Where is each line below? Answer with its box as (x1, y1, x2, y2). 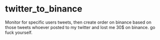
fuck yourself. (5, 29, 32, 35)
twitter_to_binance (5, 3, 82, 14)
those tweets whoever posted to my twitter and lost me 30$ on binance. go (5, 24, 156, 30)
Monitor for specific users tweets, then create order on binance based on (5, 19, 152, 25)
